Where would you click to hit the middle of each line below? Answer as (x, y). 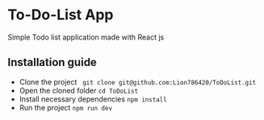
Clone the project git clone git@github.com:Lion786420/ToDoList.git (137, 81)
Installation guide (52, 62)
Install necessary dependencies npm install (93, 99)
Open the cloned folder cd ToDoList (79, 90)
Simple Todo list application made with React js (86, 37)
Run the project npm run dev (66, 107)
